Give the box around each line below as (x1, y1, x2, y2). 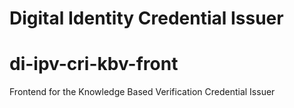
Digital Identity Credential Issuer (9, 7, 284, 30)
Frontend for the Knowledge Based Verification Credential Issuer (9, 86, 276, 98)
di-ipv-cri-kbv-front (9, 53, 179, 76)
